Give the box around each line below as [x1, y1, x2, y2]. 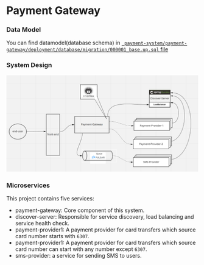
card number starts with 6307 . [15, 233, 90, 240]
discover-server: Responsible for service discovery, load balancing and [15, 213, 194, 221]
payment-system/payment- [124, 40, 188, 46]
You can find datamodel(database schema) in [6, 39, 121, 46]
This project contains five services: [6, 195, 94, 202]
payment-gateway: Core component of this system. [15, 207, 145, 214]
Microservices [6, 181, 51, 189]
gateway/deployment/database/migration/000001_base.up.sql [6, 47, 160, 53]
